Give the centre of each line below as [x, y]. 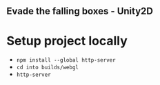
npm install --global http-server [66, 60]
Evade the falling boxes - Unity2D [80, 11]
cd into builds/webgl [47, 68]
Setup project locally [67, 41]
